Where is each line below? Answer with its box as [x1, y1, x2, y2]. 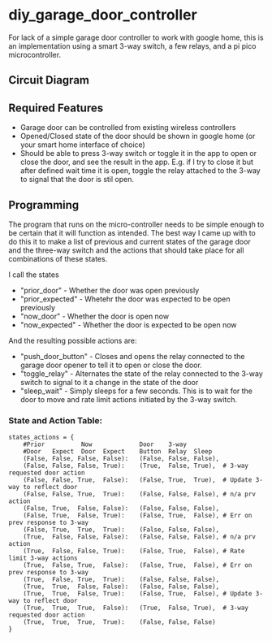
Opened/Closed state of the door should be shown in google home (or [19, 132, 256, 141]
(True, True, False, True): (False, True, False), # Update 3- [23, 590, 264, 598]
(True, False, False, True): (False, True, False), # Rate [23, 547, 245, 556]
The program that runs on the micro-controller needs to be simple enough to [8, 219, 265, 229]
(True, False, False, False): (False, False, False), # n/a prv [23, 533, 256, 541]
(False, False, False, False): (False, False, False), [23, 455, 220, 463]
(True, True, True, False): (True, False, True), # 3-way [23, 604, 249, 613]
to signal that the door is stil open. [19, 175, 135, 184]
